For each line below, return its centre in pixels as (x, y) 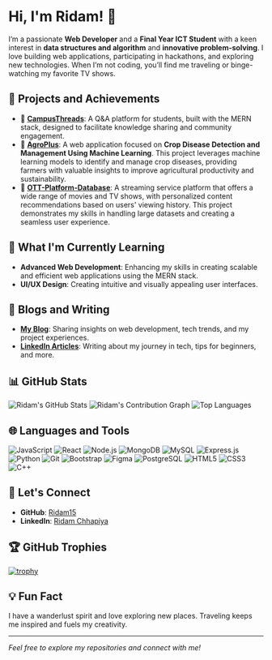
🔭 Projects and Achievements (84, 99)
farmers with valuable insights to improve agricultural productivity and (137, 170)
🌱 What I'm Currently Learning (87, 248)
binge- (242, 65)
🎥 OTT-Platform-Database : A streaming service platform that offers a (136, 187)
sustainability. (43, 178)
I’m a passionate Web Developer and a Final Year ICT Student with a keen (133, 39)
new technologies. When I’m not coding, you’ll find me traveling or (119, 65)
